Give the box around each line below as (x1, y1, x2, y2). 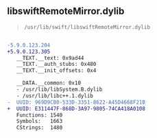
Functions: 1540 (16, 111, 63, 119)
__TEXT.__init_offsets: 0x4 (16, 67, 97, 74)
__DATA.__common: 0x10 (16, 80, 81, 87)
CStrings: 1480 (16, 124, 63, 131)
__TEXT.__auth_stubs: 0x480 (16, 61, 97, 68)
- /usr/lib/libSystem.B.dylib (16, 86, 103, 93)
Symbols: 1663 (16, 118, 63, 125)
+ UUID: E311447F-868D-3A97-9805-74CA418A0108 (7, 105, 146, 112)
